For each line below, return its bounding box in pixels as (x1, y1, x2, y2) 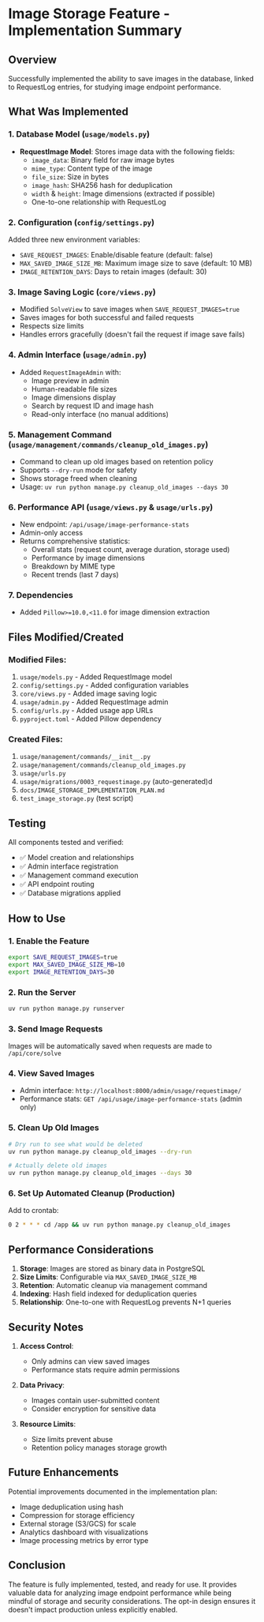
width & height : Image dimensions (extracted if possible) (31, 189, 215, 198)
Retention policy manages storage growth (31, 1443, 167, 1452)
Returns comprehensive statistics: (19, 536, 130, 546)
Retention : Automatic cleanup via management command (19, 1281, 207, 1290)
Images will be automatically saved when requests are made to (8, 1042, 213, 1051)
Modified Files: (8, 654, 67, 665)
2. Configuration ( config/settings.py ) (8, 216, 155, 227)
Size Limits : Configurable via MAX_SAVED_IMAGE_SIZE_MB (19, 1272, 197, 1282)
